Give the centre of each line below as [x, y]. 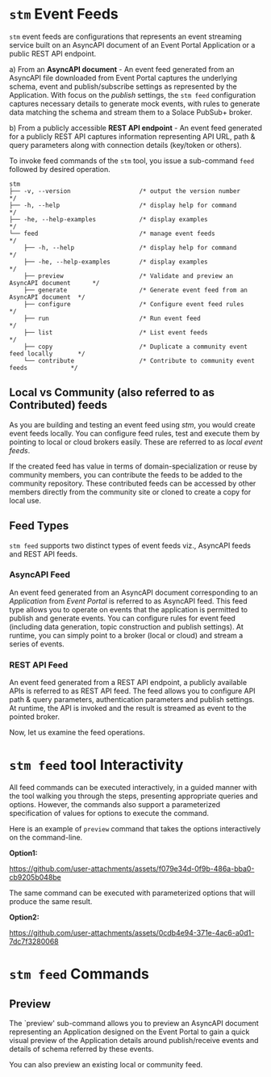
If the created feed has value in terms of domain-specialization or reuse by [133, 466]
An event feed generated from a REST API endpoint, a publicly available [128, 683]
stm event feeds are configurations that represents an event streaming [126, 36]
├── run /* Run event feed [112, 318]
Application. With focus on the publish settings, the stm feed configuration [133, 95]
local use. [25, 500]
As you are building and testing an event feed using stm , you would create [132, 424]
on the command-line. [46, 838]
